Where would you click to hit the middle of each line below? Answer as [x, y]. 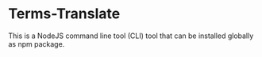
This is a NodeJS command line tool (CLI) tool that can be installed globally [131, 36]
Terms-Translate [64, 14]
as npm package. [37, 44]
